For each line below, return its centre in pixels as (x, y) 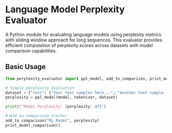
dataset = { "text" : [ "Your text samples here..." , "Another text (76, 93)
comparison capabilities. (31, 51)
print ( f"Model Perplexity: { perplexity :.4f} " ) (56, 107)
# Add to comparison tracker (36, 116)
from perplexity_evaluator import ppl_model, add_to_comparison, (76, 79)
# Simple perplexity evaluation (40, 88)
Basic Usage (26, 67)
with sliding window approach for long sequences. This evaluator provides (84, 40)
